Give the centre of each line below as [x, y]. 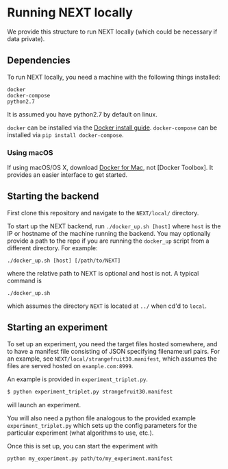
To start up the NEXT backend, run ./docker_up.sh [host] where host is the [114, 226]
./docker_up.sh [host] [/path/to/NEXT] [64, 261]
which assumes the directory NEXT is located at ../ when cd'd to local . [107, 306]
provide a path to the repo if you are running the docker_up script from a [108, 241]
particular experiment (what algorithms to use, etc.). [80, 433]
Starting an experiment [58, 327]
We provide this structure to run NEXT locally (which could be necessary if [112, 32]
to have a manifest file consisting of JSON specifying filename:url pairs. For [114, 351]
